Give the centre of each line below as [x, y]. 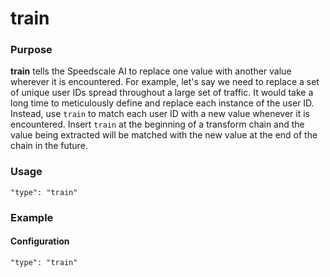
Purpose [31, 50]
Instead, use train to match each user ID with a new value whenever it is [160, 114]
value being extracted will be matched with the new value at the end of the [164, 135]
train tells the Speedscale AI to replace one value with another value [151, 71]
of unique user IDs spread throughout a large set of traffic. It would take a [162, 93]
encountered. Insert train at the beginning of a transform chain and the [157, 124]
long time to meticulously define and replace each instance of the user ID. [162, 103]
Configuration [40, 241]
